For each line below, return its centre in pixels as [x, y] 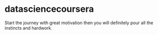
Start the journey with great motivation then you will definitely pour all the [79, 23]
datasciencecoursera [49, 9]
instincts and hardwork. [29, 28]
